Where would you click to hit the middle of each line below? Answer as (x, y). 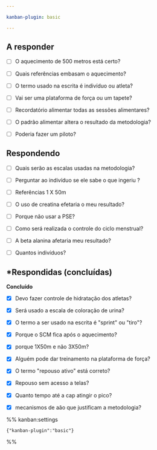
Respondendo (33, 154)
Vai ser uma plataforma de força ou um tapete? (73, 98)
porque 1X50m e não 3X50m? (52, 347)
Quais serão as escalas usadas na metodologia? (75, 168)
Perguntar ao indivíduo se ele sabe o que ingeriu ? (77, 180)
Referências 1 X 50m (40, 192)
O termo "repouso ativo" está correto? (62, 371)
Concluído (20, 287)
